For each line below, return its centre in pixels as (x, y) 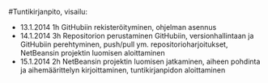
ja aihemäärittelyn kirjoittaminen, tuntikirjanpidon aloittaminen (123, 70)
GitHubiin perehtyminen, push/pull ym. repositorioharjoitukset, (124, 44)
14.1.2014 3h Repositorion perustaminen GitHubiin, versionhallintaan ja (137, 36)
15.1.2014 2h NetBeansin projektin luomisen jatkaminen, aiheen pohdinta (140, 61)
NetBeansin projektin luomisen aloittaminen (93, 53)
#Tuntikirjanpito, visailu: (48, 12)
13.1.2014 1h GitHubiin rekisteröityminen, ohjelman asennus (118, 27)
